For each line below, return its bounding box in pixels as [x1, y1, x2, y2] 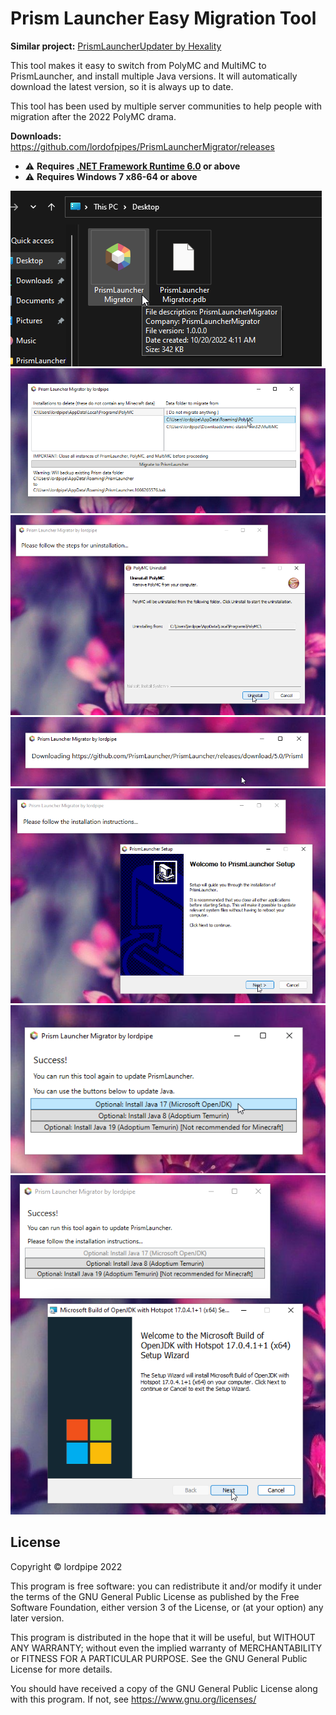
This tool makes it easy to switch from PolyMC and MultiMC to [10, 59, 267, 71]
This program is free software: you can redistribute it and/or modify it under [10, 1580, 322, 1592]
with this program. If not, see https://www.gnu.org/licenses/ [10, 1693, 257, 1705]
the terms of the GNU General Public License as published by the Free [10, 1590, 300, 1602]
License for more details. [10, 1663, 113, 1675]
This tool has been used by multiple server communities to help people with [10, 100, 323, 112]
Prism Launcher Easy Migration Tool [10, 7, 317, 30]
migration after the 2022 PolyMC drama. [10, 110, 177, 122]
